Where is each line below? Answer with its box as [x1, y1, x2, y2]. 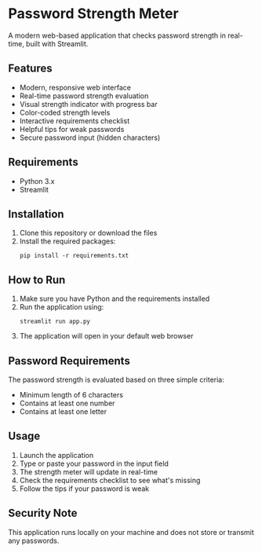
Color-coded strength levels [19, 108, 111, 117]
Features [8, 62, 53, 75]
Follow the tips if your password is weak [19, 484, 150, 493]
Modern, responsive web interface [19, 82, 132, 92]
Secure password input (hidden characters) [19, 133, 161, 142]
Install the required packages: [19, 236, 116, 246]
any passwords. [8, 536, 60, 545]
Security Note [8, 507, 78, 520]
